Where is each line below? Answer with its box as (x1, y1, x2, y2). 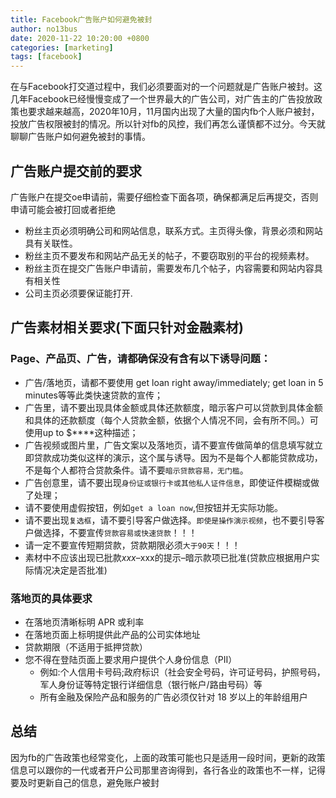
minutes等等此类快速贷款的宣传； (24, 389, 163, 401)
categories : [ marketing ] (10, 42, 114, 53)
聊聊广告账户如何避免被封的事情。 (10, 131, 151, 143)
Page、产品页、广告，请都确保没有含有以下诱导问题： (10, 352, 272, 366)
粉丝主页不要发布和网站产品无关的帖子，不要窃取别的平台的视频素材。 (24, 249, 315, 261)
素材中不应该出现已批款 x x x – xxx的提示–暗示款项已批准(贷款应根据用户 (24, 551, 312, 563)
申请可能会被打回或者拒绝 (10, 203, 116, 215)
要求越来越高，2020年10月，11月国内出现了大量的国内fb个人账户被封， (27, 106, 320, 118)
